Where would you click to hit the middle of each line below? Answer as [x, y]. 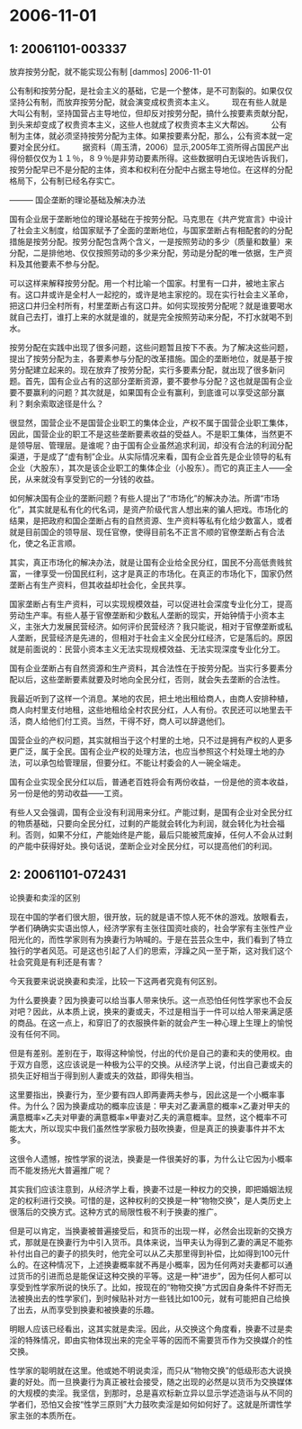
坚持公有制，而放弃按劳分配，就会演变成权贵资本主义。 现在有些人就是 [148, 102]
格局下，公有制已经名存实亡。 [64, 181]
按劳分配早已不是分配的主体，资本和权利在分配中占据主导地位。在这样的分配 [151, 169]
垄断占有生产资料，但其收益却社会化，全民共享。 [100, 585]
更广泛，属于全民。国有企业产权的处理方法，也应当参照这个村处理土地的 [143, 751]
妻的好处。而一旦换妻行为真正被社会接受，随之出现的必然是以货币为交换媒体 [151, 1381]
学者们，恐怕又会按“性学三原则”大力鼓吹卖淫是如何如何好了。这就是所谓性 [147, 1404]
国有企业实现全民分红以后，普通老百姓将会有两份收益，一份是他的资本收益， [151, 782]
